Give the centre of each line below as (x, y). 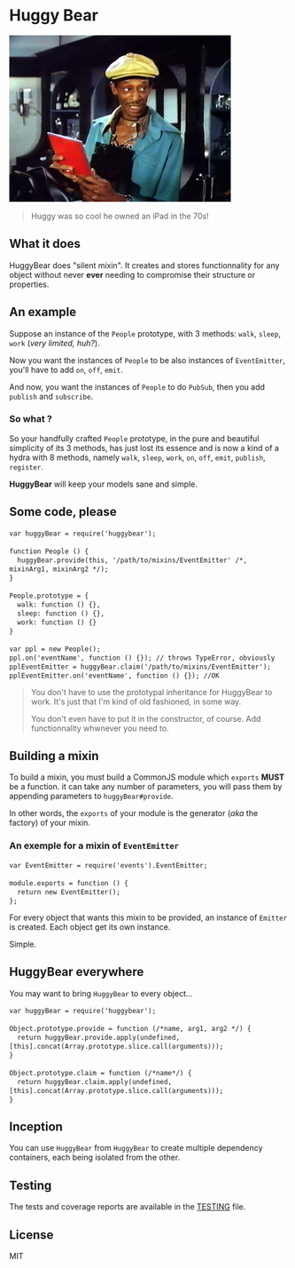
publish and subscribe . (51, 396)
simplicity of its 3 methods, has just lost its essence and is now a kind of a (144, 448)
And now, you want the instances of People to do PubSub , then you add (137, 386)
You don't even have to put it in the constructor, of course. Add (146, 718)
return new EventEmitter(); (69, 892)
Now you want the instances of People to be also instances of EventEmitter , (147, 360)
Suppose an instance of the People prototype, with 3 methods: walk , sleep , (145, 333)
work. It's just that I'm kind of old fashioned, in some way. (136, 701)
